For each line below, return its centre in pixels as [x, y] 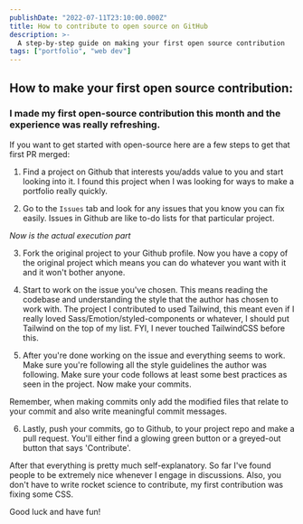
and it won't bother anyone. [74, 272]
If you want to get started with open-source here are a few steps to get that [150, 145]
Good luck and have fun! [55, 511]
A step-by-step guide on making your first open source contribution [151, 43]
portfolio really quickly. [65, 191]
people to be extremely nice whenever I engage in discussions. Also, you [146, 474]
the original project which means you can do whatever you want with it [154, 262]
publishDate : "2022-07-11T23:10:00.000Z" [89, 18]
